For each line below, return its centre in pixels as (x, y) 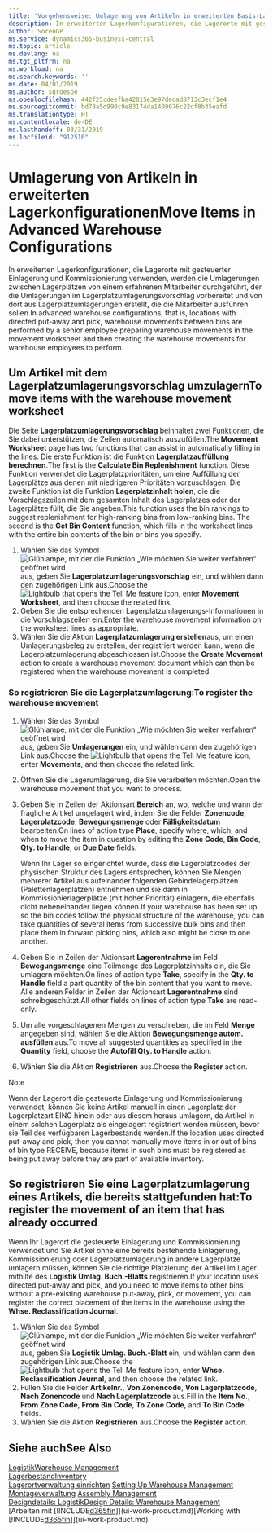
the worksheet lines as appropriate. (80, 628)
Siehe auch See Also (60, 1448)
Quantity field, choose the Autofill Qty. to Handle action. (116, 1050)
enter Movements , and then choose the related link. (107, 764)
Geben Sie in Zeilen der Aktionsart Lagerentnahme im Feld (119, 957)
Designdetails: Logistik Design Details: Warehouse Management (115, 1502)
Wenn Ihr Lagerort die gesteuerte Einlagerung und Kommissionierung (124, 1242)
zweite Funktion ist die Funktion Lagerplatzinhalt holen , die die (115, 491)
